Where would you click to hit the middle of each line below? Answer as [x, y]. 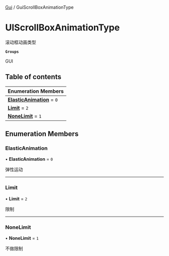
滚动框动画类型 [21, 42]
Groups [12, 52]
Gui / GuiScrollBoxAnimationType [39, 7]
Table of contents [33, 77]
